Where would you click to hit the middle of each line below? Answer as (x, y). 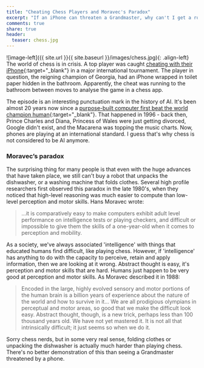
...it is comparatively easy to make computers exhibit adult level (100, 214)
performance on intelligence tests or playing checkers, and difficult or (108, 220)
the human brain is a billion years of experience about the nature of (105, 295)
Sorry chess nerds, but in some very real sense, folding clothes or (89, 339)
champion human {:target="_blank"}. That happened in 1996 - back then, (97, 114)
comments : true (25, 23)
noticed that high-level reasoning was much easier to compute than (91, 195)
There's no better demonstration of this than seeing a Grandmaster (90, 352)
